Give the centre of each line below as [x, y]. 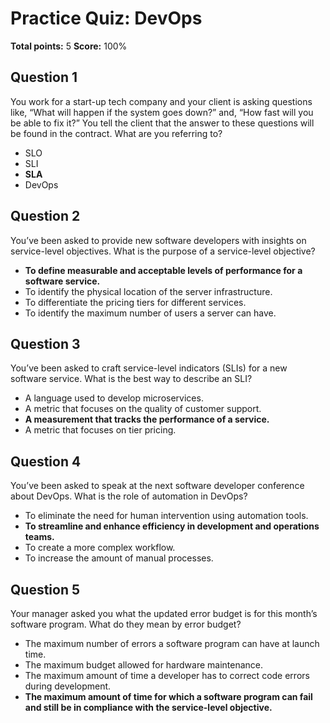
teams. [39, 537]
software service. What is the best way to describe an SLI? [131, 379]
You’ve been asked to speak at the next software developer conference [157, 486]
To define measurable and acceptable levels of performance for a [163, 270]
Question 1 [44, 77]
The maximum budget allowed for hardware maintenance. [144, 665]
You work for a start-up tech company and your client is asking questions [161, 101]
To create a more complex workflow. [100, 548]
